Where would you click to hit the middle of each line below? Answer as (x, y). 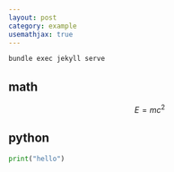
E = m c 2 (150, 109)
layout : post (33, 17)
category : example (43, 26)
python (29, 138)
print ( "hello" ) (37, 159)
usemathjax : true (41, 34)
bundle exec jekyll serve (57, 59)
